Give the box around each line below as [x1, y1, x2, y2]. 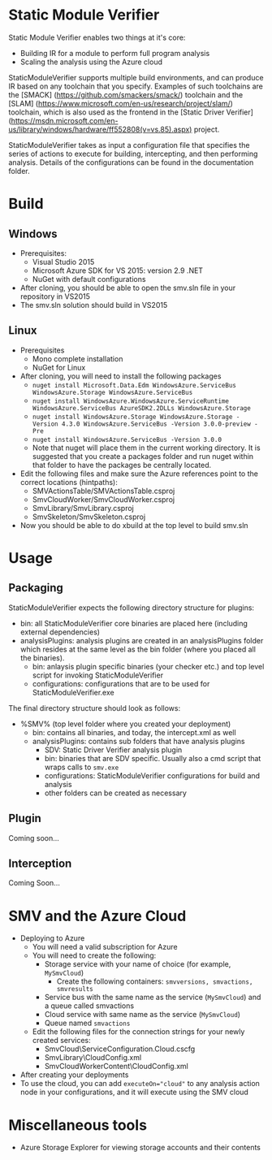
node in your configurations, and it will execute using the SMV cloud [19, 1087, 249, 1097]
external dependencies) [19, 627, 100, 637]
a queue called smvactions [44, 1001, 135, 1011]
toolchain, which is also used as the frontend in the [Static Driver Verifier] [8, 107, 254, 117]
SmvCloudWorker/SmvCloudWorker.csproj [32, 494, 175, 504]
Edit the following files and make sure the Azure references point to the [19, 469, 258, 478]
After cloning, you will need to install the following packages [19, 371, 222, 381]
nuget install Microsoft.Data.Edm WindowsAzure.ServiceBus [32, 381, 237, 389]
